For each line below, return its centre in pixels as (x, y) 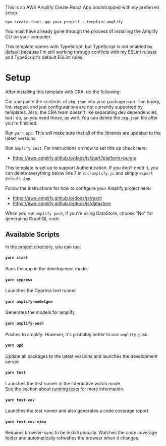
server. (13, 361)
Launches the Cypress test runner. (41, 291)
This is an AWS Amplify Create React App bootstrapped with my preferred (82, 7)
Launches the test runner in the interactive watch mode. (64, 383)
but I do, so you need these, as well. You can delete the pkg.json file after (81, 117)
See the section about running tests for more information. (65, 389)
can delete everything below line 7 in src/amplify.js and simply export (79, 173)
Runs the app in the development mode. (47, 268)
